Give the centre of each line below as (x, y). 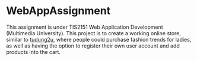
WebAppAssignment (58, 11)
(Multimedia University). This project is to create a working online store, (93, 33)
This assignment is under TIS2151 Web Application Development (85, 27)
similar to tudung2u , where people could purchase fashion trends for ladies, (99, 39)
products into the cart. (34, 52)
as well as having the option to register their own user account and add (93, 46)
